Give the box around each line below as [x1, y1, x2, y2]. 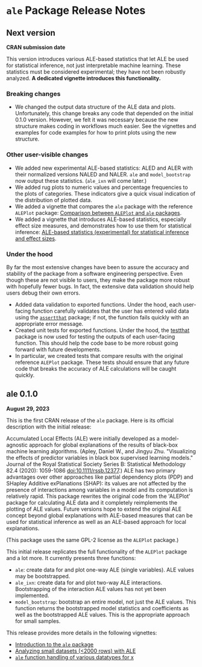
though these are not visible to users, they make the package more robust [6, 276, 190, 284]
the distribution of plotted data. [14, 196, 92, 203]
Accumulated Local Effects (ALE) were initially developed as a [6, 435, 160, 442]
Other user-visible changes [6, 150, 89, 159]
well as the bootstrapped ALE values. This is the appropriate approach [14, 611, 190, 618]
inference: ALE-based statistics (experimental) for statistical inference [14, 228, 189, 235]
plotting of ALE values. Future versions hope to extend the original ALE [6, 505, 182, 512]
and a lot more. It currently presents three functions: [6, 554, 136, 561]
